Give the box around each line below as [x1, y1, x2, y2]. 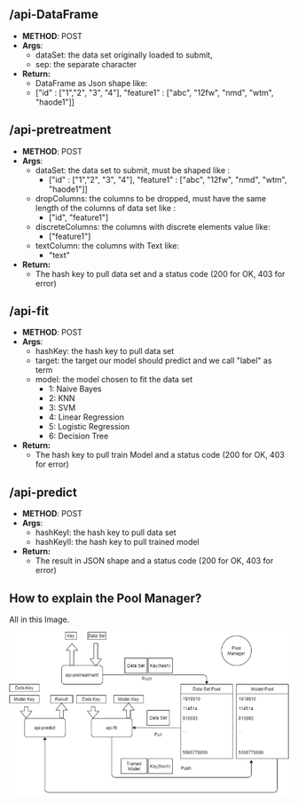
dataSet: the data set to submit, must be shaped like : [35, 164, 231, 176]
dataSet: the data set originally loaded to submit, [35, 49, 213, 60]
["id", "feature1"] [48, 212, 109, 223]
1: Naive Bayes [48, 383, 102, 394]
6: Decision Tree [48, 430, 109, 442]
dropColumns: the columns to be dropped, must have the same [35, 193, 267, 203]
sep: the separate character [35, 59, 137, 69]
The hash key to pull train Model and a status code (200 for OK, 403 [35, 450, 286, 461]
